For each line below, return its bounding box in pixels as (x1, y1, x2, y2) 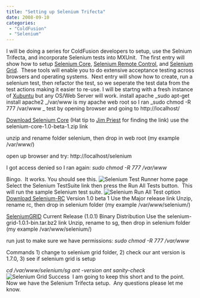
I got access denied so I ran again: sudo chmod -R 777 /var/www (6, 164, 167, 171)
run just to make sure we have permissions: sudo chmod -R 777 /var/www (6, 237, 190, 245)
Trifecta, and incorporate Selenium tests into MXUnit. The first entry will (6, 54, 185, 61)
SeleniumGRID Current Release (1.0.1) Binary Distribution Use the (6, 213, 166, 220)
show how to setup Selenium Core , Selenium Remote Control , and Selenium (6, 61, 193, 68)
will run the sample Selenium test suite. (6, 188, 103, 195)
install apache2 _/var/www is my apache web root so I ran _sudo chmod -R (6, 98, 192, 106)
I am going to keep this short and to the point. (72, 273, 184, 281)
